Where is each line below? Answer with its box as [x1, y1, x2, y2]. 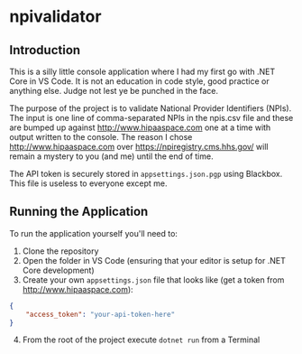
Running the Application [9, 204, 149, 219]
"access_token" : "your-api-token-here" [25, 310, 176, 319]
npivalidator [9, 6, 102, 27]
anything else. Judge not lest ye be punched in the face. [9, 86, 219, 96]
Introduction [9, 42, 81, 58]
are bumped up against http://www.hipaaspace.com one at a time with [9, 122, 271, 133]
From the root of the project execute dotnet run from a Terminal [22, 334, 261, 345]
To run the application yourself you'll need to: [9, 228, 178, 238]
